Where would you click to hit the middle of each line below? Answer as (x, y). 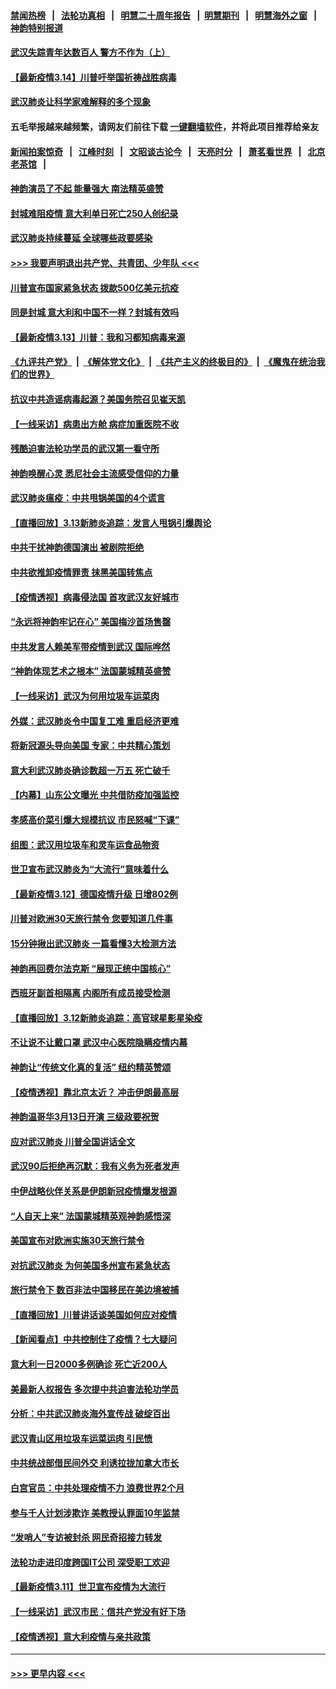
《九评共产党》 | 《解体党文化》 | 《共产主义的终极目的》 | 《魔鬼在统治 (163, 362)
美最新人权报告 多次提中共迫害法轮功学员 (95, 1389)
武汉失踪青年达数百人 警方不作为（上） (90, 52)
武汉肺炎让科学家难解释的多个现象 (80, 102)
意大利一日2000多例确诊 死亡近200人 (89, 1364)
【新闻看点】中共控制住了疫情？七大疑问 (93, 1339)
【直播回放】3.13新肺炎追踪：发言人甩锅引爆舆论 (111, 522)
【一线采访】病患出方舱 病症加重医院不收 (95, 424)
